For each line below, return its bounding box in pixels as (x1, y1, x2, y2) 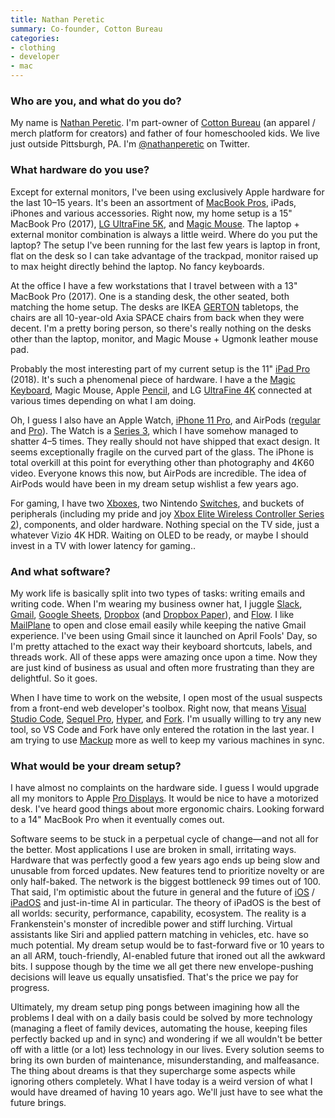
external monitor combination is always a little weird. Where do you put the (10, 228, 318, 240)
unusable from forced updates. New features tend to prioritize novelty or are (10, 865, 325, 877)
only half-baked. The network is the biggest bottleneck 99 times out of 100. (10, 876, 322, 888)
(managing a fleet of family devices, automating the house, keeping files (10, 1022, 308, 1035)
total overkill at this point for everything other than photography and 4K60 (10, 456, 315, 468)
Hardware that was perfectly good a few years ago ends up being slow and (10, 854, 321, 866)
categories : (10, 33, 60, 43)
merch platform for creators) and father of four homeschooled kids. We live (10, 127, 320, 140)
